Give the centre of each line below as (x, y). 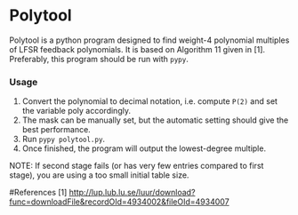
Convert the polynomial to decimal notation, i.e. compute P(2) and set (150, 101)
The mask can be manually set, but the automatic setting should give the (155, 120)
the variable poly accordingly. (77, 111)
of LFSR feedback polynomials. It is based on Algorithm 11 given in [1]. (137, 49)
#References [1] (38, 193)
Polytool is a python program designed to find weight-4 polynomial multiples (149, 40)
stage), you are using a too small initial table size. (99, 175)
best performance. (56, 130)
